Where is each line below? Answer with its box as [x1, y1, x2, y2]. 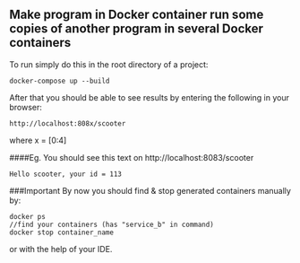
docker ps [9, 212, 47, 221]
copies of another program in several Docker [9, 22, 264, 37]
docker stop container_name [9, 228, 115, 237]
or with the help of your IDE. [9, 243, 113, 254]
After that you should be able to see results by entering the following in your [9, 92, 289, 102]
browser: [9, 101, 43, 112]
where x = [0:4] [9, 135, 67, 145]
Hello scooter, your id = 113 [9, 170, 123, 179]
